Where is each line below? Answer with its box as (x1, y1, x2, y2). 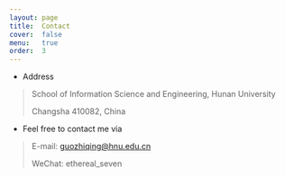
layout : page (9, 13, 59, 22)
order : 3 (9, 47, 47, 56)
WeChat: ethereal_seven (31, 158, 123, 169)
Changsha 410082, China (31, 106, 126, 117)
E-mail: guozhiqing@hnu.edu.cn (31, 141, 152, 152)
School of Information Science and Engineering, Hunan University (31, 89, 277, 100)
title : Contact (9, 22, 70, 31)
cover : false (9, 30, 63, 39)
